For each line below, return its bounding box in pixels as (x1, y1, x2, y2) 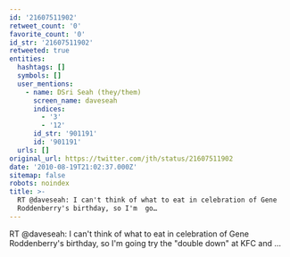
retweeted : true (9, 46, 70, 55)
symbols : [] (17, 71, 62, 80)
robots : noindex (9, 179, 70, 188)
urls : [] (17, 145, 50, 154)
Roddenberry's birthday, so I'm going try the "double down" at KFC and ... (9, 237, 282, 248)
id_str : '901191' (32, 129, 98, 138)
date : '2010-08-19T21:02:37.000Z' (9, 162, 138, 171)
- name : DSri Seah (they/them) (25, 87, 142, 96)
